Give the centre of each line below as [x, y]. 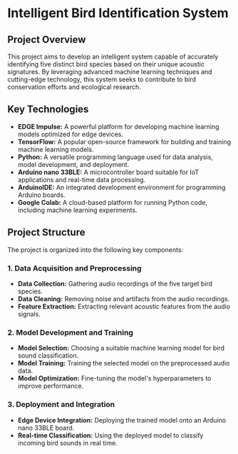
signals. [29, 314]
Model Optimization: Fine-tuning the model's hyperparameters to [114, 378]
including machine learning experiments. [77, 210]
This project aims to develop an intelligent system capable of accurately [113, 56]
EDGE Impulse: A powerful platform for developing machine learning [118, 126]
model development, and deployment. [73, 164]
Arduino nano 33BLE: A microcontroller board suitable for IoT [108, 172]
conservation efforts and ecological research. [74, 87]
